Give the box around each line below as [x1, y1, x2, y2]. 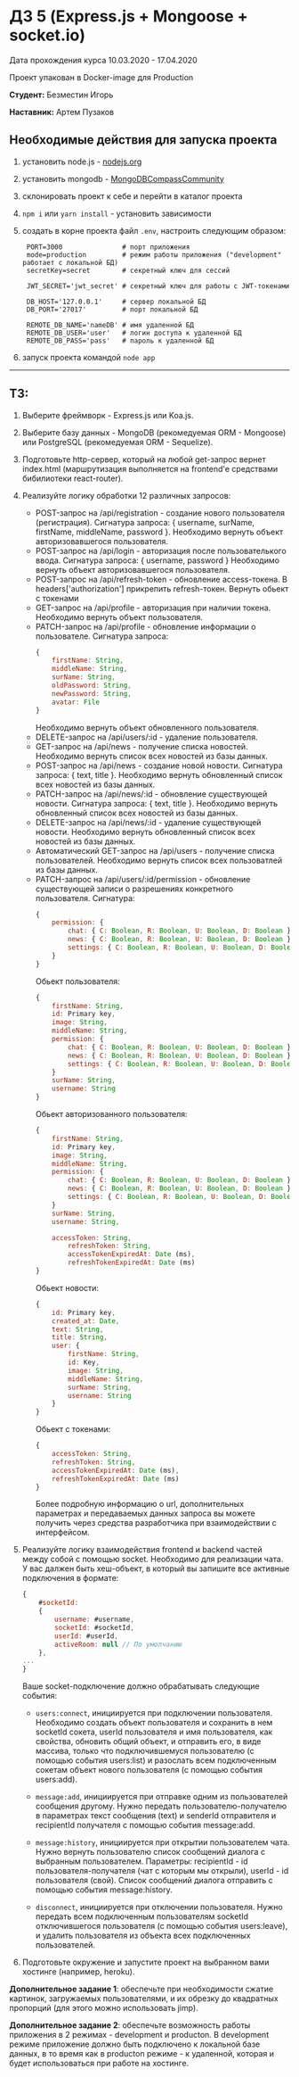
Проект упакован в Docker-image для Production [9, 71, 194, 82]
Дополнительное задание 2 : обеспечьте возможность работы [9, 2020, 251, 2031]
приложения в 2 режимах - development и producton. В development [9, 2030, 270, 2040]
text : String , [52, 1325, 104, 1334]
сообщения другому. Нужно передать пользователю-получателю [35, 1800, 287, 1812]
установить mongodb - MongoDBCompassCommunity [21, 173, 225, 184]
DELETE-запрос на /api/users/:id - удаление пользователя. [35, 732, 258, 742]
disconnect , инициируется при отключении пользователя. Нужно [35, 1902, 283, 1913]
